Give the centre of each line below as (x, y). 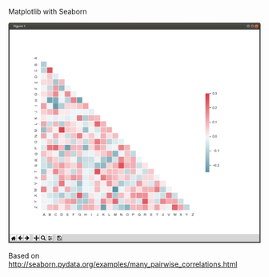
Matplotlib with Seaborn (48, 12)
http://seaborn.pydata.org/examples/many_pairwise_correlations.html (123, 264)
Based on (24, 255)
